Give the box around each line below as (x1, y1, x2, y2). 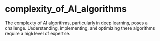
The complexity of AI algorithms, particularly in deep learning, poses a (5, 20, 148, 26)
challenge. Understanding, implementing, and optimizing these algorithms (5, 25, 155, 31)
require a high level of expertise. (5, 30, 70, 36)
